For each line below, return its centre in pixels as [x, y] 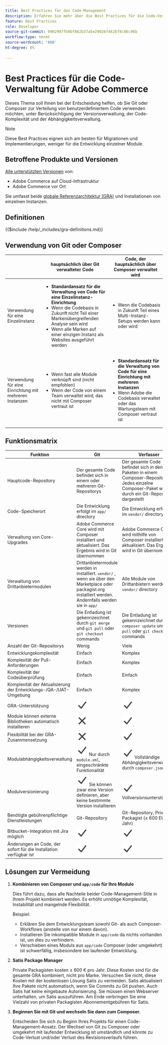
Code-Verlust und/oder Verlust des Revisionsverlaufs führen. [75, 1037]
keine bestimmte [94, 800]
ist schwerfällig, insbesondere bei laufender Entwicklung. [79, 950]
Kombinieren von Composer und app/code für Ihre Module [73, 884]
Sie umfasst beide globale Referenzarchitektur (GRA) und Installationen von [83, 196]
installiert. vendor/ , [96, 573]
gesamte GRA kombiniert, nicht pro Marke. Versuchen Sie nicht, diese [84, 975]
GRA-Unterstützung [28, 705]
